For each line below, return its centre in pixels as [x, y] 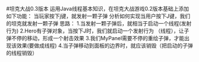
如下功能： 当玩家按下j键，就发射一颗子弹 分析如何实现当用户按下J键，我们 [98, 16]
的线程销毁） [22, 53]
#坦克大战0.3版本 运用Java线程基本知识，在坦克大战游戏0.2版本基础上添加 [97, 9]
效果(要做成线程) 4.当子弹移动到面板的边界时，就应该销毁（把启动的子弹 [105, 45]
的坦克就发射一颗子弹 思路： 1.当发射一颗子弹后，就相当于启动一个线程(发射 [99, 23]
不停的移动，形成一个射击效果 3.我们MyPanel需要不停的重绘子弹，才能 [98, 38]
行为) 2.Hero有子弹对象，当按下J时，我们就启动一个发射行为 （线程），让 [95, 31]
